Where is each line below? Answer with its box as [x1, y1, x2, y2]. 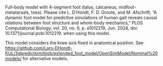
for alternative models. [23, 56, 69, 61]
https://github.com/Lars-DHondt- [5, 45, 73, 51]
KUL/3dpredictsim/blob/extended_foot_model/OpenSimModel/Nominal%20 [5, 50, 158, 56]
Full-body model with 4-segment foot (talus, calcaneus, [5, 4, 118, 10]
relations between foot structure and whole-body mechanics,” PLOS [5, 20, 143, 26]
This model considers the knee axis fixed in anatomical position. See [5, 40, 144, 46]
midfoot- [118, 4, 136, 10]
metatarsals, [5, 9, 30, 15]
